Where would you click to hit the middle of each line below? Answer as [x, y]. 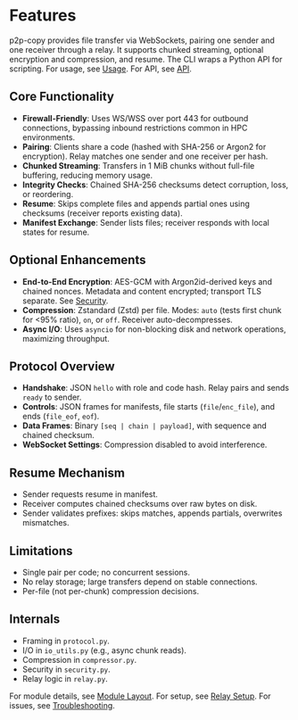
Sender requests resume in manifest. [90, 494]
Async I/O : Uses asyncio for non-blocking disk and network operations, [154, 329]
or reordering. [48, 194]
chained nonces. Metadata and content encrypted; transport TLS [141, 291]
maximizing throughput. [66, 338]
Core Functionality [62, 97]
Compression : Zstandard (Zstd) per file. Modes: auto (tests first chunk [152, 310]
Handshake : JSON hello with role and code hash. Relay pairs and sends [156, 388]
